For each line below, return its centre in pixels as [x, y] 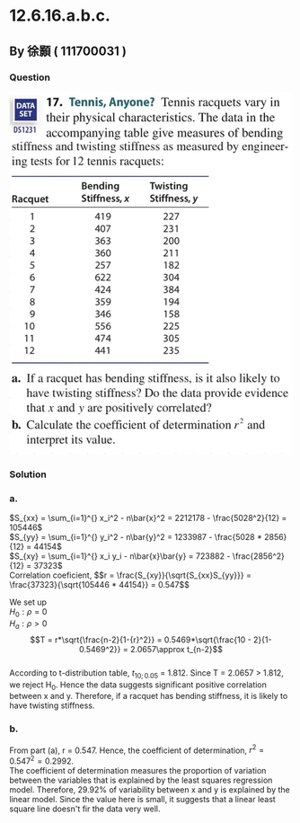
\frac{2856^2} [258, 556]
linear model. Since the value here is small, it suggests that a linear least [142, 799]
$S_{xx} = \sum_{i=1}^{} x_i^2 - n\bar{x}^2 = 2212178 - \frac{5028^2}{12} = [148, 518]
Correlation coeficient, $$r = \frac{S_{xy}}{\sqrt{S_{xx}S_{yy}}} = [130, 575]
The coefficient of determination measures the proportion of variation [138, 770]
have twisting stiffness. [52, 705]
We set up [28, 602]
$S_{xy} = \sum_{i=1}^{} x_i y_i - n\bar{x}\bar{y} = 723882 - [120, 556]
